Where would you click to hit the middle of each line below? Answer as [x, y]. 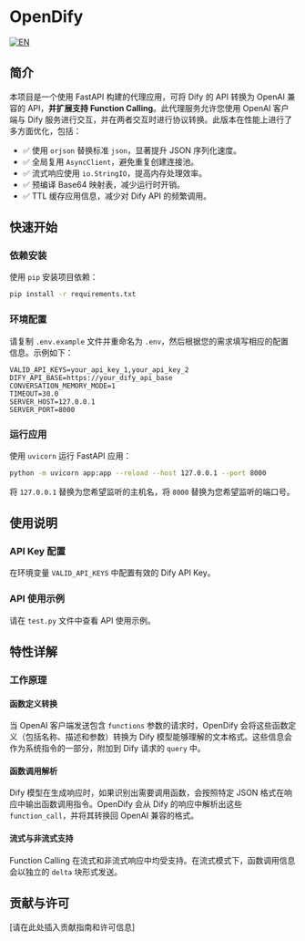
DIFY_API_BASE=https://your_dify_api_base [91, 377]
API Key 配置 [38, 552]
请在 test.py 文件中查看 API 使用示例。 [83, 620]
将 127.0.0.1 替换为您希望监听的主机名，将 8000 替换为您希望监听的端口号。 [152, 491]
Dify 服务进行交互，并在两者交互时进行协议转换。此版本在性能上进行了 [160, 119]
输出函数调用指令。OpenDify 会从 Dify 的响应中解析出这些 [134, 804]
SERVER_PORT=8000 [42, 409]
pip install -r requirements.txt [73, 295]
